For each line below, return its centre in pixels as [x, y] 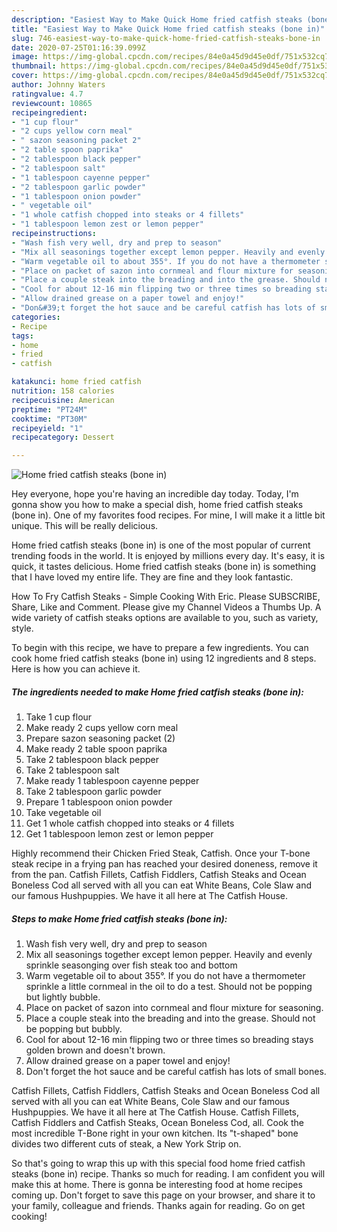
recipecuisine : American [63, 400]
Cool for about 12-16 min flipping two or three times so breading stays [169, 1040]
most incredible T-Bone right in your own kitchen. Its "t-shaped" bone [155, 1133]
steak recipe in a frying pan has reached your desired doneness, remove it [164, 864]
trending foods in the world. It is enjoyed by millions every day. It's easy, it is [168, 556]
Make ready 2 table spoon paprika [96, 749]
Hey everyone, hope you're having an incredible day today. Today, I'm [155, 494]
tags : [22, 336]
